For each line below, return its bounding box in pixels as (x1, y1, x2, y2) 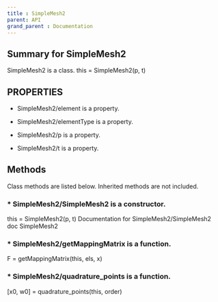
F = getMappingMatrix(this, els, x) (7, 255, 103, 263)
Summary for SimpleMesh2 (7, 48, 126, 60)
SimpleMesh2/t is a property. (16, 144, 99, 152)
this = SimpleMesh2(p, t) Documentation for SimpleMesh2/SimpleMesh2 (7, 215, 212, 223)
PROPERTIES (7, 86, 64, 98)
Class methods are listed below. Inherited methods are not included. (7, 182, 199, 190)
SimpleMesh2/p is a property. (16, 131, 101, 139)
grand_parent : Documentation (7, 23, 94, 29)
